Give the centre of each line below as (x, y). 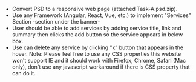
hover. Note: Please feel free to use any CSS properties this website (96, 54)
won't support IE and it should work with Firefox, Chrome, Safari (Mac (99, 60)
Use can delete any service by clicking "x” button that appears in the (97, 47)
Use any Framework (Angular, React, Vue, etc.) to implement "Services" (102, 15)
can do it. (24, 73)
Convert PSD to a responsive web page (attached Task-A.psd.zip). (95, 9)
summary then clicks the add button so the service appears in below (97, 35)
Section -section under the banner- (56, 22)
